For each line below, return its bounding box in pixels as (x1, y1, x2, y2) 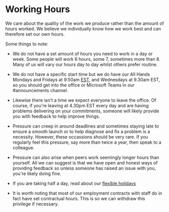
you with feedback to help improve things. (12, 113, 100, 119)
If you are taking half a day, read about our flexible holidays (12, 180, 136, 186)
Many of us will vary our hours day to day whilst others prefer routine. (12, 61, 158, 67)
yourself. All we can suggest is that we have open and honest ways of (12, 159, 158, 165)
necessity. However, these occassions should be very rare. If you (12, 134, 148, 140)
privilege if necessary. (12, 201, 59, 207)
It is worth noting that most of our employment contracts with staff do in (12, 190, 162, 196)
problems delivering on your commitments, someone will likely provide (12, 108, 159, 114)
